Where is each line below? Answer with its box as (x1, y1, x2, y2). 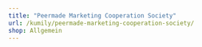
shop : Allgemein (8, 26, 62, 34)
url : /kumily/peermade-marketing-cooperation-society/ (8, 19, 195, 27)
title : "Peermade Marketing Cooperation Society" (8, 11, 177, 20)
